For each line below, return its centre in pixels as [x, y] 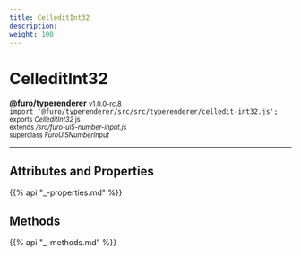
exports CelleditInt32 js [45, 120]
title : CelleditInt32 [50, 17]
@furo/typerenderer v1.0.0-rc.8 [66, 103]
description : [34, 26]
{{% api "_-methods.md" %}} [63, 242]
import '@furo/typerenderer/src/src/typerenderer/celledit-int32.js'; [144, 112]
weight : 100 [31, 34]
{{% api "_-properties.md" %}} [66, 192]
